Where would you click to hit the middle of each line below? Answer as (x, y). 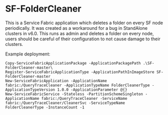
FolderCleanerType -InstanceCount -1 (45, 107)
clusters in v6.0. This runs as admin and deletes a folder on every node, (79, 33)
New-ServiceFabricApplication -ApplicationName (56, 81)
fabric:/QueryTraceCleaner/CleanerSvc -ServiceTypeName (65, 103)
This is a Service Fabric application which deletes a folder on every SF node (84, 23)
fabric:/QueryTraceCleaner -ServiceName (84, 98)
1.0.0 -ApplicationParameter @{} (92, 90)
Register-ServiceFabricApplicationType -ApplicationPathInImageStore (80, 72)
